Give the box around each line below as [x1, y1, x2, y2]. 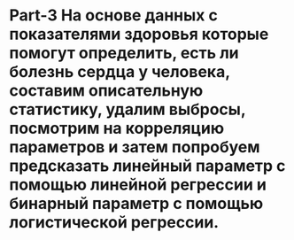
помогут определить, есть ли [9, 43, 239, 63]
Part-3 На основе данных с [9, 5, 219, 26]
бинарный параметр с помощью [9, 194, 264, 213]
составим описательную [9, 81, 204, 101]
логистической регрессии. [9, 213, 220, 233]
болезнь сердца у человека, [9, 62, 230, 82]
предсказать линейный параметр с [9, 156, 286, 176]
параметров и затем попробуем [9, 137, 260, 158]
